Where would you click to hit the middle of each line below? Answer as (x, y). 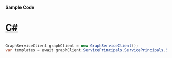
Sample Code (20, 7)
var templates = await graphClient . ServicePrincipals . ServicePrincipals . (86, 50)
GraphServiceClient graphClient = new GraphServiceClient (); (72, 46)
